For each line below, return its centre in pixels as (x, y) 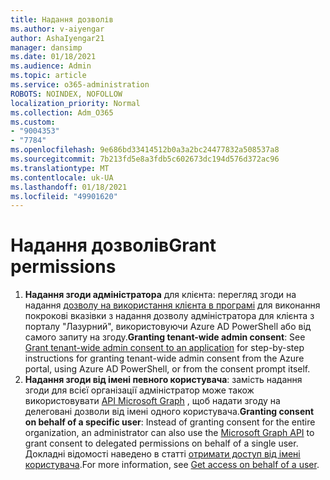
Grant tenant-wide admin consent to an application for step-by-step (164, 348)
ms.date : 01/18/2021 (53, 57)
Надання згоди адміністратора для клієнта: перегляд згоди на (160, 295)
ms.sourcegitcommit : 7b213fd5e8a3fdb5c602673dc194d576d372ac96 (145, 159)
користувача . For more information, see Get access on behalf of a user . (172, 465)
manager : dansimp (46, 47)
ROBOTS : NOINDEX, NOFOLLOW (66, 94)
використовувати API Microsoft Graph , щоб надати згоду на (152, 401)
